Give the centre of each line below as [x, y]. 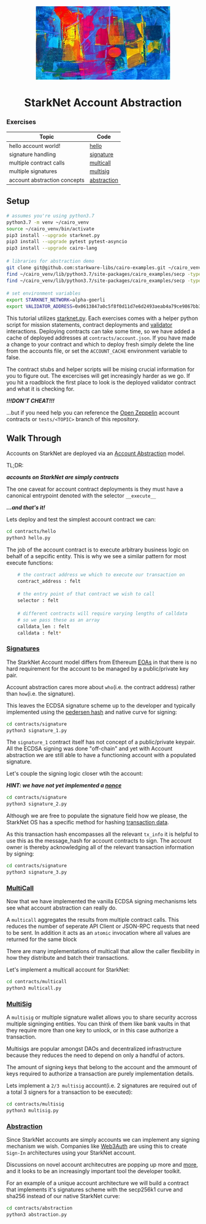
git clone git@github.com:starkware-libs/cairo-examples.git [86, 267]
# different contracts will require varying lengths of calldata [103, 614]
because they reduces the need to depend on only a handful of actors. [96, 1055]
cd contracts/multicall [37, 982]
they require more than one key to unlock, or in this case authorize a [93, 1031]
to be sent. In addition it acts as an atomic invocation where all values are [98, 933]
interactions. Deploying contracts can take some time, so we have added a [101, 332]
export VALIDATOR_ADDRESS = [41, 306]
